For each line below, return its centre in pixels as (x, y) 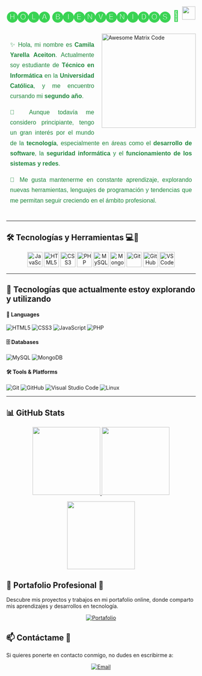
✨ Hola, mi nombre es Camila (52, 45)
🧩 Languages (23, 314)
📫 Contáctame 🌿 (38, 638)
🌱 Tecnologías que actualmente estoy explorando (101, 289)
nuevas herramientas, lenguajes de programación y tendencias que (101, 190)
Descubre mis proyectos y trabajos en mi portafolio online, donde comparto (100, 600)
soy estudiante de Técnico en (52, 65)
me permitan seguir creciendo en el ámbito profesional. (83, 200)
